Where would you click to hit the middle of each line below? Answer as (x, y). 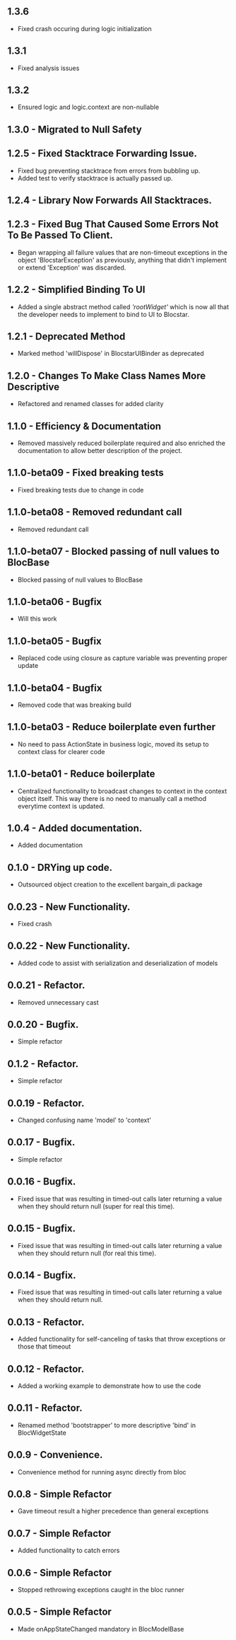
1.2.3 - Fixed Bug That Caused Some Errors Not (113, 225)
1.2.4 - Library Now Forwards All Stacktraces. (110, 201)
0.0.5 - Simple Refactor (59, 1612)
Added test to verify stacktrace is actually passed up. (95, 178)
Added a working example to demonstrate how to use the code (109, 1385)
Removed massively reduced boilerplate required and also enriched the (122, 443)
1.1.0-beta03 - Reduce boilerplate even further (111, 727)
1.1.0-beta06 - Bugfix (55, 602)
